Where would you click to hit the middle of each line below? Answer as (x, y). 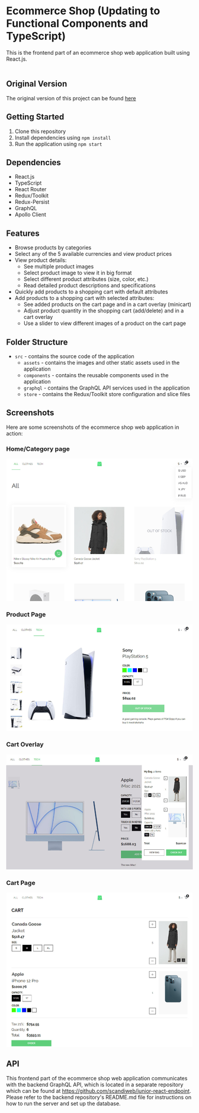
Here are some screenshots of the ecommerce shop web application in (93, 427)
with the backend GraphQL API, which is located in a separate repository (95, 1084)
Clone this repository (40, 131)
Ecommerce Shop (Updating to (83, 11)
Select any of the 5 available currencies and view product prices (93, 254)
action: (15, 433)
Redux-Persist (32, 202)
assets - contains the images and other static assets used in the (102, 363)
